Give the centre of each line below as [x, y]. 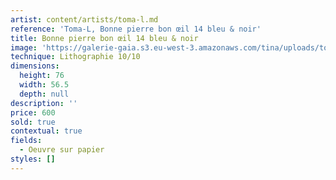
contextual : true [46, 131]
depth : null [44, 94]
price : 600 [33, 112]
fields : [26, 141]
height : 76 [42, 76]
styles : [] [33, 159]
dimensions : [35, 66]
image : [24, 47]
